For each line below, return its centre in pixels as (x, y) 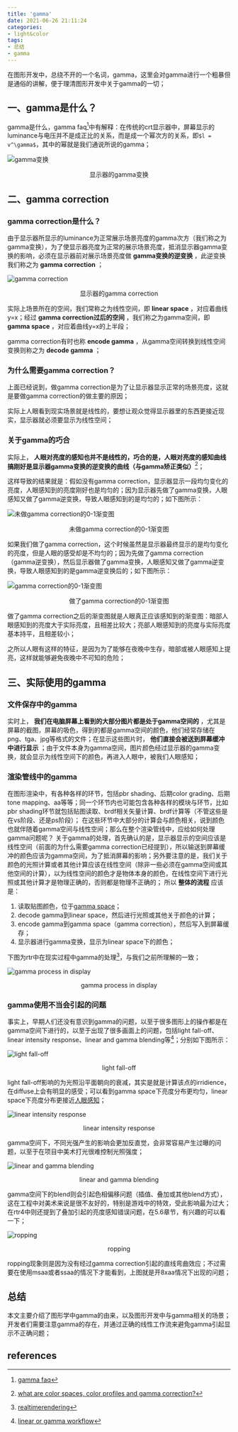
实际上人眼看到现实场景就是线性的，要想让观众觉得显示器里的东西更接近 (113, 411)
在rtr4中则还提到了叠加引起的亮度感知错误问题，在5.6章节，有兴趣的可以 (113, 1212)
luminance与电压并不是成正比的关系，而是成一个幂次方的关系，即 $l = (109, 136)
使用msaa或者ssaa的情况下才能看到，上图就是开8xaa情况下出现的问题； (125, 1272)
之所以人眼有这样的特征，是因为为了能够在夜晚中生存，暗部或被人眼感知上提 (119, 649)
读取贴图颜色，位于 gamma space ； (69, 907)
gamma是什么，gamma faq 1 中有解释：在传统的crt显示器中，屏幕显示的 (111, 126)
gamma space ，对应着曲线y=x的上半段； (69, 327)
